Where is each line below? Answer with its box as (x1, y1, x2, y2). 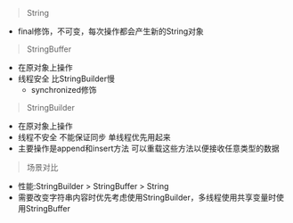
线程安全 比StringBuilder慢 (17, 73, 116, 84)
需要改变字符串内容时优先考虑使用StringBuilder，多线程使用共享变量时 (17, 192, 277, 202)
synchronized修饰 (30, 85, 97, 95)
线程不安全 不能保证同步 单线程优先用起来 (17, 132, 171, 142)
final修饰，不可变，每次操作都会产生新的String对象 (17, 26, 205, 37)
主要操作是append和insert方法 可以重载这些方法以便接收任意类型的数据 (17, 143, 281, 153)
